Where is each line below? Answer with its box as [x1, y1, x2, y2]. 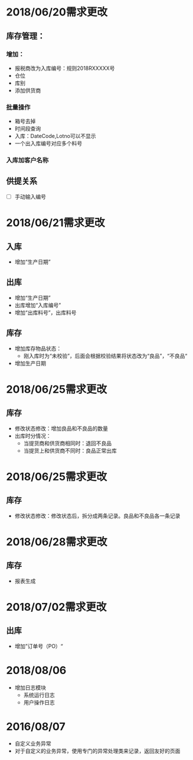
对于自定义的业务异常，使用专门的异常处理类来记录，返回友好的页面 [14, 748, 181, 755]
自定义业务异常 [14, 740, 51, 747]
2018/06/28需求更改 [6, 535, 107, 549]
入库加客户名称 [6, 156, 49, 165]
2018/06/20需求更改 [6, 5, 108, 19]
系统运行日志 [23, 691, 55, 698]
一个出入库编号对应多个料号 [14, 140, 83, 147]
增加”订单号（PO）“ [14, 642, 63, 649]
